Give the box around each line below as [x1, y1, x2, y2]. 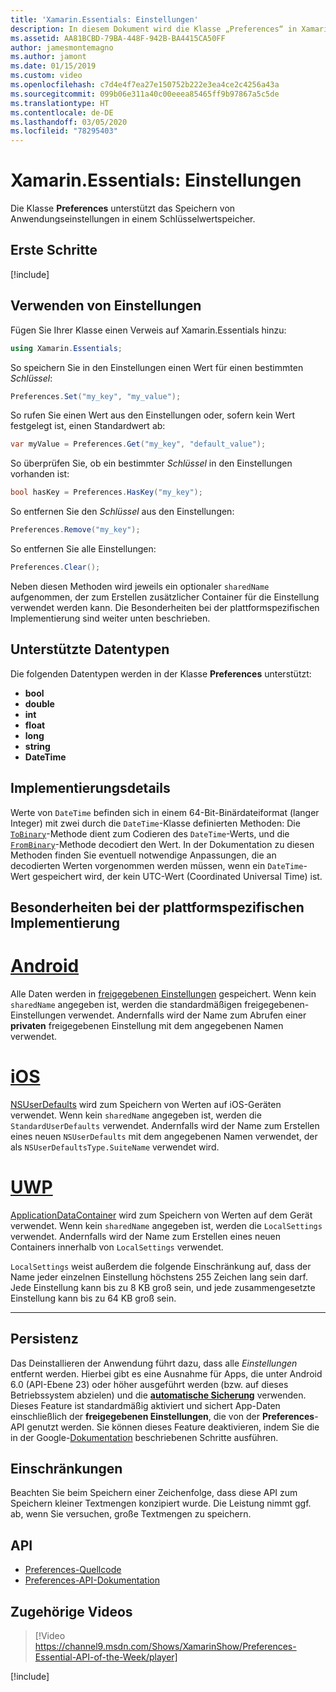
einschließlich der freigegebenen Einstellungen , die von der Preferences [10, 1410, 315, 1422]
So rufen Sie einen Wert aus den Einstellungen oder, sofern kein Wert [10, 409, 296, 421]
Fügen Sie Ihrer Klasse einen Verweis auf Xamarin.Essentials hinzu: [10, 324, 287, 336]
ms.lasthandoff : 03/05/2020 [10, 117, 128, 127]
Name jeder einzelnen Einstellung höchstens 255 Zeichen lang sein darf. [10, 1271, 308, 1283]
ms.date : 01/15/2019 [10, 61, 97, 71]
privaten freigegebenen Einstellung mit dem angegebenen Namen [10, 1019, 284, 1031]
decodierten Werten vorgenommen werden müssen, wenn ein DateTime [10, 859, 304, 871]
